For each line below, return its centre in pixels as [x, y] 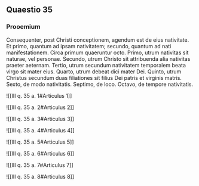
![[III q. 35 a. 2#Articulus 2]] [40, 107]
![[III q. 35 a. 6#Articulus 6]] [40, 153]
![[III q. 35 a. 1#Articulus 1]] [39, 95]
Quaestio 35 [29, 10]
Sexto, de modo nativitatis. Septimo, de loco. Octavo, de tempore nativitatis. [100, 84]
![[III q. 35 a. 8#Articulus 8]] [40, 176]
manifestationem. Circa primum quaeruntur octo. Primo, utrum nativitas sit [97, 52]
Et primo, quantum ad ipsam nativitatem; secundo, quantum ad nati [89, 46]
